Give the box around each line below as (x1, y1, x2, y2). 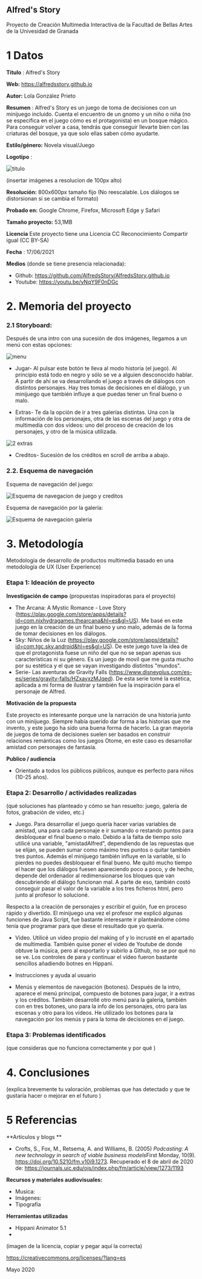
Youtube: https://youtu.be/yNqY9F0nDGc (15, 278, 119, 286)
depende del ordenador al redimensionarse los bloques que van (15, 872, 175, 880)
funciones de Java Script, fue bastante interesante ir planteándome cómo (6, 916, 190, 923)
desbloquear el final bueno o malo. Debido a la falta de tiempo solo (15, 833, 183, 841)
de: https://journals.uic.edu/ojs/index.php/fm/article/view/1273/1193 (15, 1164, 184, 1172)
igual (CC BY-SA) (6, 236, 50, 244)
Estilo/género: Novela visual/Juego (6, 141, 95, 149)
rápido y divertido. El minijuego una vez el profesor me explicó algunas (6, 909, 183, 917)
